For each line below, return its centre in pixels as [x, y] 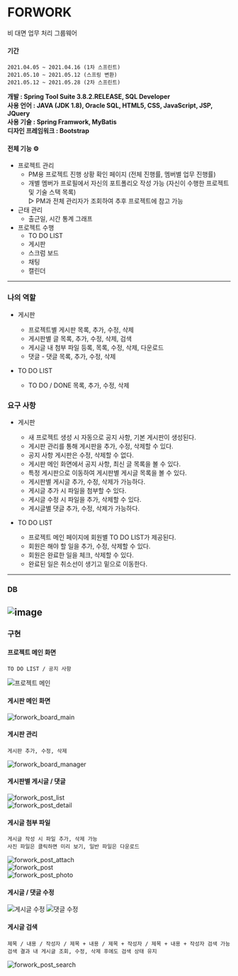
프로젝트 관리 [36, 166]
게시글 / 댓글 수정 [31, 892]
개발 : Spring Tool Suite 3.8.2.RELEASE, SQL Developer [89, 97]
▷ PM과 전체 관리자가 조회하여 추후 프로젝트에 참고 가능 [106, 201]
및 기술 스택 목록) [52, 192]
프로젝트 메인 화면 [32, 652]
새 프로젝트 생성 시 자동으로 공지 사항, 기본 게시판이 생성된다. [112, 437]
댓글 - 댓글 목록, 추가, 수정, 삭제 [72, 356]
